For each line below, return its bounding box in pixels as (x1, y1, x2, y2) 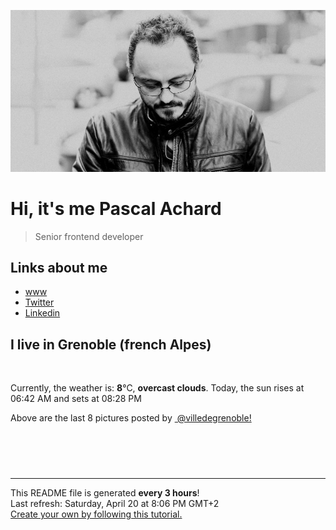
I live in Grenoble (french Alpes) (10, 336, 212, 353)
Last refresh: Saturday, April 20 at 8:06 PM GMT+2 (10, 498, 220, 510)
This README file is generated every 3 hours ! (10, 487, 200, 499)
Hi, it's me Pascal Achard (10, 197, 222, 220)
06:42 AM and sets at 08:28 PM (10, 393, 142, 405)
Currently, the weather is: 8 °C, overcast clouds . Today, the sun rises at (10, 382, 305, 394)
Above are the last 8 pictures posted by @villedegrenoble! (10, 412, 252, 424)
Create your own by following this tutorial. (10, 508, 183, 520)
